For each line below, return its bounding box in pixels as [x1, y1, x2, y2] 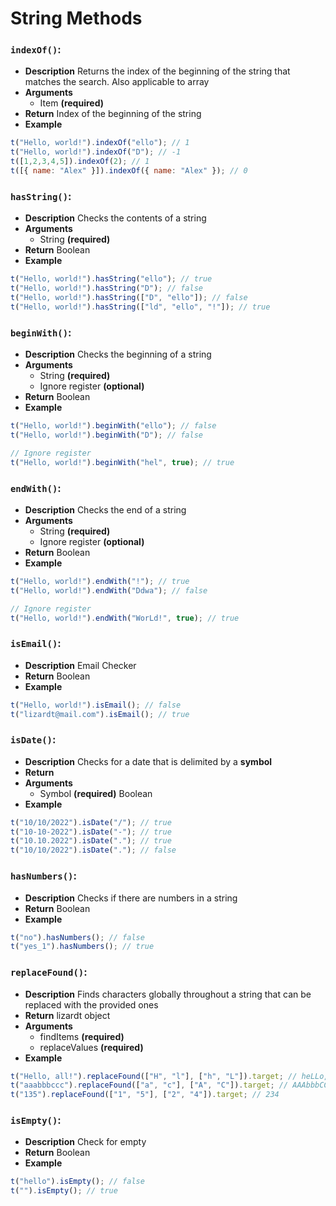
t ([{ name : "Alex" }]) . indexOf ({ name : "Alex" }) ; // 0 [10, 166, 248, 176]
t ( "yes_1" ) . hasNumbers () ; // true [10, 942, 155, 952]
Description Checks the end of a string [24, 503, 187, 516]
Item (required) [39, 97, 104, 109]
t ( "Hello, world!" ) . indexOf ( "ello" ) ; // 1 [10, 138, 190, 148]
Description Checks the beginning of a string [24, 348, 212, 361]
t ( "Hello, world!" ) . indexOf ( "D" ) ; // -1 [10, 147, 182, 157]
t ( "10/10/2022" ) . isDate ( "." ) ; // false [10, 845, 177, 856]
